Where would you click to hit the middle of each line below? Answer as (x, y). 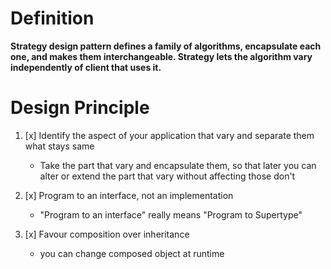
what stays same (59, 146)
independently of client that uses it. (86, 67)
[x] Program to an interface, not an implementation (129, 195)
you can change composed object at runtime (132, 253)
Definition (52, 18)
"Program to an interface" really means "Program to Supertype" (171, 214)
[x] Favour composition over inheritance (107, 234)
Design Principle (80, 108)
